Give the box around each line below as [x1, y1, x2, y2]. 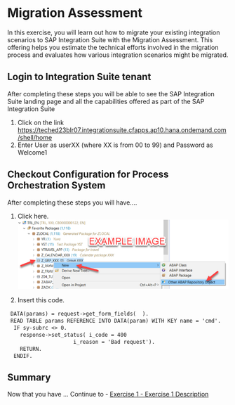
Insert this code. [17, 295, 65, 304]
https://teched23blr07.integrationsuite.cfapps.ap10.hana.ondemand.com [17, 125, 227, 134]
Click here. [17, 212, 49, 220]
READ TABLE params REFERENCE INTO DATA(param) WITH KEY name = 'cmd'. [10, 317, 221, 324]
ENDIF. [13, 352, 33, 359]
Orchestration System [7, 179, 106, 191]
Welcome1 [17, 148, 48, 156]
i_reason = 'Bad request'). [73, 338, 156, 345]
